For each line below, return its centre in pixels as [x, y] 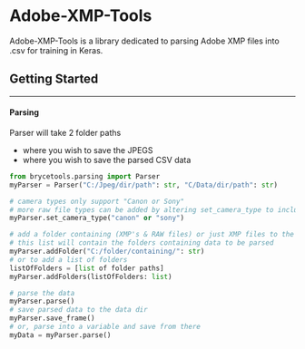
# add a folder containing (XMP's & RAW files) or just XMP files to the [152, 235]
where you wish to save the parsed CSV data [107, 160]
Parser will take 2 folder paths [65, 132]
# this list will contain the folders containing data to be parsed [142, 243]
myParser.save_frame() [52, 318]
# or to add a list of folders [69, 259]
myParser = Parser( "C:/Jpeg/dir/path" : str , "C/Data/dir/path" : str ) [144, 185]
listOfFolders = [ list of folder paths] [87, 268]
